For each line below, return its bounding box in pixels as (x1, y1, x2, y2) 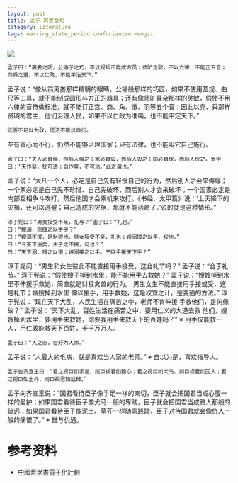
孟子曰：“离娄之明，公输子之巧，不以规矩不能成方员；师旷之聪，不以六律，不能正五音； (7, 64, 227, 72)
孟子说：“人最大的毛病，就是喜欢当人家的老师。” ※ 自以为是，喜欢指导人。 (7, 353, 222, 361)
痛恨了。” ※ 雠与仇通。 (19, 416, 83, 424)
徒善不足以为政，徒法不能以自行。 (7, 127, 92, 135)
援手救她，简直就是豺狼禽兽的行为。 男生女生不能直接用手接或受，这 (25, 280, 227, 288)
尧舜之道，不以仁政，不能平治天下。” (7, 72, 98, 79)
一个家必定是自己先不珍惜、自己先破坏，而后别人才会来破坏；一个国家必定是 (7, 186, 231, 194)
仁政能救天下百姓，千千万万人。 (25, 324, 119, 333)
